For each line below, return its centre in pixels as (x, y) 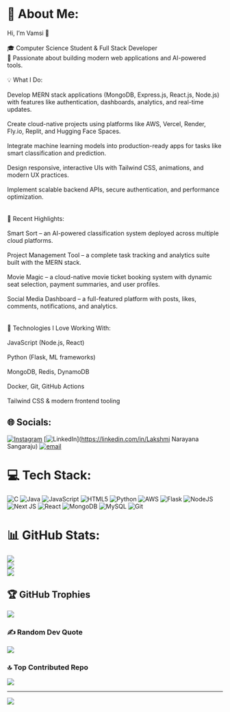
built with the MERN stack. (44, 262)
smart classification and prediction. (57, 153)
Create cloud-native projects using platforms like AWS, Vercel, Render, (107, 123)
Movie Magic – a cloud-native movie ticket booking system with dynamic (110, 276)
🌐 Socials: (29, 422)
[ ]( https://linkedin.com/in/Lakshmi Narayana (121, 439)
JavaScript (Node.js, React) (46, 342)
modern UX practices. (38, 175)
